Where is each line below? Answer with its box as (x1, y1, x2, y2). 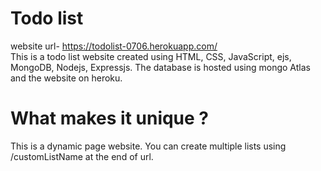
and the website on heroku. (10, 72, 123, 84)
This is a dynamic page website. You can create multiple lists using (10, 140, 287, 152)
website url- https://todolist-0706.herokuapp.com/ (10, 40, 218, 52)
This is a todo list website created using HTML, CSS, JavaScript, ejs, (10, 50, 292, 62)
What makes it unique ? (10, 107, 210, 130)
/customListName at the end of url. (10, 150, 154, 162)
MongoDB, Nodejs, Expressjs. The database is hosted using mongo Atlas (10, 61, 311, 73)
